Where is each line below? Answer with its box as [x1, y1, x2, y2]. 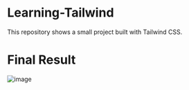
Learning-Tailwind [7, 5, 114, 21]
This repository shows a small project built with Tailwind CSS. [7, 28, 183, 36]
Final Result [7, 52, 76, 68]
